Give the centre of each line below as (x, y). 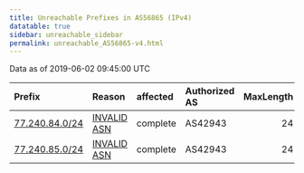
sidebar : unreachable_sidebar (66, 34)
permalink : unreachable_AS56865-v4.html (87, 43)
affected (155, 97)
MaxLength (268, 97)
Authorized (210, 91)
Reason (109, 97)
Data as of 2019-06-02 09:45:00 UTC (80, 69)
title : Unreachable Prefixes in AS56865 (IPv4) (101, 18)
